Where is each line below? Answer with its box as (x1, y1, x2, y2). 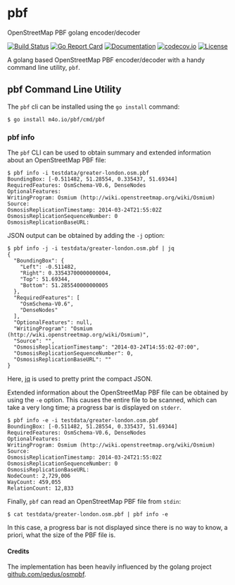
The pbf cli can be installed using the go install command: (7, 102, 180, 111)
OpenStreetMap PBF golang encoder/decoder (7, 28, 141, 37)
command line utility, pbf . (7, 63, 81, 71)
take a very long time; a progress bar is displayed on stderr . (7, 404, 182, 412)
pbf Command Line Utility (7, 83, 122, 96)
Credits (7, 547, 30, 555)
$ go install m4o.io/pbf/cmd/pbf (7, 116, 106, 123)
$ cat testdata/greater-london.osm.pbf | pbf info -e (7, 511, 169, 518)
